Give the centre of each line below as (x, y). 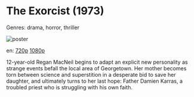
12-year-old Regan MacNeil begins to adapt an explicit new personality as (97, 62)
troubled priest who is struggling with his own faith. (69, 87)
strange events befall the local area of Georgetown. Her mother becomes (96, 68)
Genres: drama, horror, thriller (43, 27)
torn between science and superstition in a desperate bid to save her (91, 74)
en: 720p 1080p (25, 50)
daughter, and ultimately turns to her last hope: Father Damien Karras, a (95, 81)
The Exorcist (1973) (55, 11)
